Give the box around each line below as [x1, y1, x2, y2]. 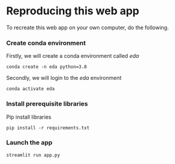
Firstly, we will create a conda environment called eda [6, 52, 140, 60]
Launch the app [6, 138, 53, 147]
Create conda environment [6, 39, 86, 47]
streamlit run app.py [6, 152, 61, 158]
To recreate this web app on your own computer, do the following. [6, 24, 169, 31]
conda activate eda [6, 86, 55, 92]
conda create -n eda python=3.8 [6, 64, 87, 70]
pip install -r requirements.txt [6, 125, 90, 131]
